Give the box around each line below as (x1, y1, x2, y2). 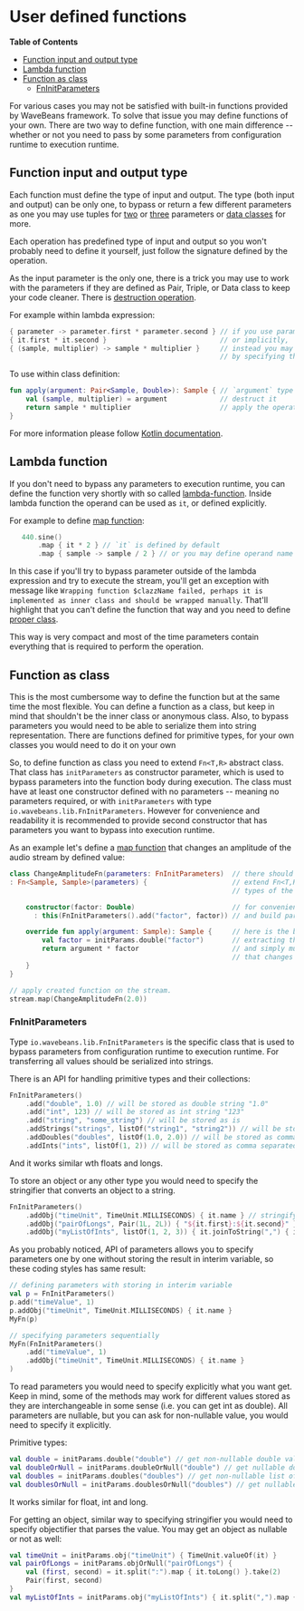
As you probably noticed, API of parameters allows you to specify (9, 1244, 254, 1255)
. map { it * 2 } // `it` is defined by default (37, 541, 221, 550)
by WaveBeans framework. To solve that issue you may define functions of (9, 110, 289, 121)
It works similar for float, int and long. (9, 1496, 148, 1507)
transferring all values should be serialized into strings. (9, 1055, 214, 1066)
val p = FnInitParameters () (9, 1289, 116, 1298)
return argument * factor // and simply (42, 945, 285, 954)
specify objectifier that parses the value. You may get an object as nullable (9, 1523, 288, 1534)
